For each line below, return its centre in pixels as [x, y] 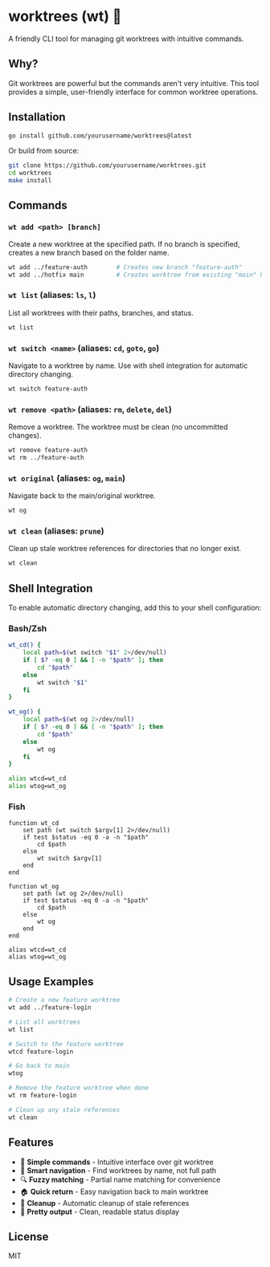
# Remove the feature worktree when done [79, 1088]
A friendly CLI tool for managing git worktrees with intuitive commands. [126, 39]
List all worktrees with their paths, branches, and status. [101, 313]
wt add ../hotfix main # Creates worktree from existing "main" [133, 275]
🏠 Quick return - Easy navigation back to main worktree [114, 1191]
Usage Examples [51, 981]
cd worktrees [30, 173]
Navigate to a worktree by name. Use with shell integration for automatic [128, 366]
